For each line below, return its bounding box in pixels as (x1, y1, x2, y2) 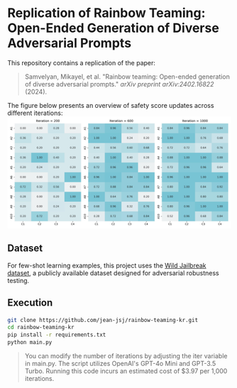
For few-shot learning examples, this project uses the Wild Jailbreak (7, 261, 207, 270)
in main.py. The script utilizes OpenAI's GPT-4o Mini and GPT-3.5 (24, 360, 216, 368)
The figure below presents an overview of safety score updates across (7, 101, 214, 109)
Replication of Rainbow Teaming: (7, 5, 206, 21)
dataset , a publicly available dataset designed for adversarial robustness (7, 268, 220, 277)
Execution (7, 296, 53, 309)
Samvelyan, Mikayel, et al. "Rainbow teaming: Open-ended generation (24, 72, 231, 81)
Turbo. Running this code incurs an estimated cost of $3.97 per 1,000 (24, 367, 228, 375)
